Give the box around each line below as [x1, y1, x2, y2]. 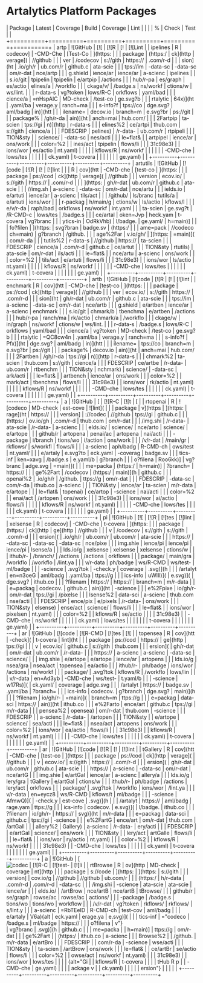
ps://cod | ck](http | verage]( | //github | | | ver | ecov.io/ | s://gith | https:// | [6, 288, 194, 295]
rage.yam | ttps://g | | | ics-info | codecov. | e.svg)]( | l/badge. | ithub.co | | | [6, 803, 195, 810]
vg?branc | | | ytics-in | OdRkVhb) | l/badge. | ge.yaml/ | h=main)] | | [28, 217, 197, 225]
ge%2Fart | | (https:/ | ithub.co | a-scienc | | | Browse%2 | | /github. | [25, 932, 196, 939]
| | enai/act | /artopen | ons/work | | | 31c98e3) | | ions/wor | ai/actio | [6, 494, 178, 501]
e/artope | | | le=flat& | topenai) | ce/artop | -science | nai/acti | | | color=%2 [6, 488, 195, 495]
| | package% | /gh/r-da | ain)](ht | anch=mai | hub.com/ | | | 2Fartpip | [6, 114, 181, 122]
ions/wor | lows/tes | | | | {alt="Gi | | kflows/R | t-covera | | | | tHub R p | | [6, 958, 186, 965]
